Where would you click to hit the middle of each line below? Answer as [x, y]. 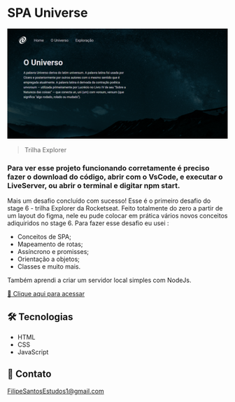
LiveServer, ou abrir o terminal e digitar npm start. [94, 185]
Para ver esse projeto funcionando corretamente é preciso [108, 168]
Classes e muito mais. [49, 267]
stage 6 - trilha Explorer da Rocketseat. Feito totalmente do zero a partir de [115, 208]
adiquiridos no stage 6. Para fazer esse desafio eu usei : [88, 223]
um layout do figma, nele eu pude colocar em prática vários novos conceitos [117, 216]
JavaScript [33, 352]
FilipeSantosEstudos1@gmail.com [56, 391]
